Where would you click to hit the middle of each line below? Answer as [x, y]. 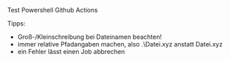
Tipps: [17, 23]
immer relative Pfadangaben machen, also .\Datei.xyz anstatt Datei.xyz [120, 44]
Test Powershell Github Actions [53, 10]
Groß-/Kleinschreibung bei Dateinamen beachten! [90, 37]
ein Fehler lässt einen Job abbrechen [71, 52]
